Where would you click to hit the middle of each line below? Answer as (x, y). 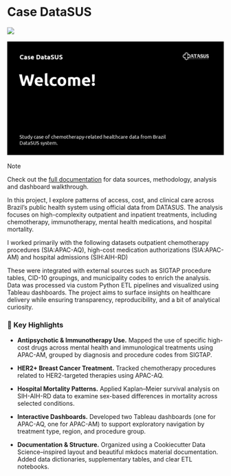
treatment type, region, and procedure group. (81, 431)
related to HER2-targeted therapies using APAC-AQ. (90, 375)
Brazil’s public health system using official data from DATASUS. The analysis (115, 208)
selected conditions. (46, 403)
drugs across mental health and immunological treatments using (122, 347)
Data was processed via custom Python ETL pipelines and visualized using (113, 285)
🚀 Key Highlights (35, 325)
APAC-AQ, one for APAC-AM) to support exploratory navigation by (111, 424)
